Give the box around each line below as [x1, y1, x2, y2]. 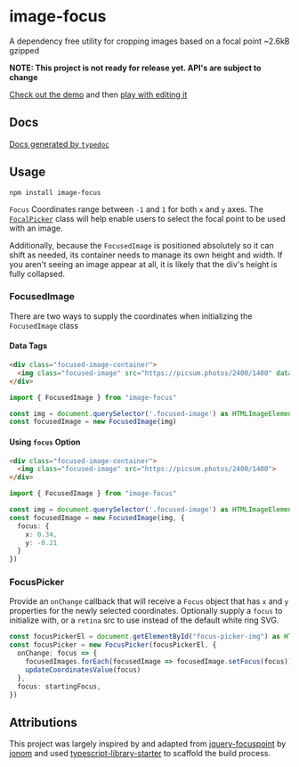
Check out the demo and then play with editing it [9, 89, 188, 100]
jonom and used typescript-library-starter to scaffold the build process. [9, 748, 271, 759]
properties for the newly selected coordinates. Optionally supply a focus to [9, 606, 283, 616]
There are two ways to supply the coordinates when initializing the [9, 310, 253, 322]
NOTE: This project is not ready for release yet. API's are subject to [9, 62, 262, 73]
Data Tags [9, 340, 48, 351]
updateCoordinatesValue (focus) [25, 665, 141, 674]
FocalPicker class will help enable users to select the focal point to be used [9, 213, 287, 224]
